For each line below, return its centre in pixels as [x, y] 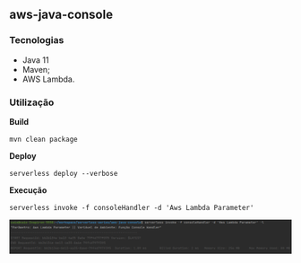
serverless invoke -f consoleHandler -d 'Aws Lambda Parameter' [132, 207]
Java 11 [35, 60]
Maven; [36, 69]
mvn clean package [43, 139]
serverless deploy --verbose [64, 173]
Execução [28, 190]
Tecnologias [37, 40]
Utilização [32, 102]
